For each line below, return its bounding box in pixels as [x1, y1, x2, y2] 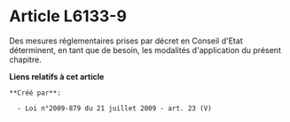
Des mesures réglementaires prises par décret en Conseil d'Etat [9, 35, 243, 46]
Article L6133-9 [9, 6, 127, 27]
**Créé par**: [9, 88, 62, 97]
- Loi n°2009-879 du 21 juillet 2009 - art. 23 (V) [17, 103, 213, 112]
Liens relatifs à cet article [9, 71, 105, 81]
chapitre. [9, 54, 42, 65]
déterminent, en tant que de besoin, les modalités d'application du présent [9, 44, 281, 55]
